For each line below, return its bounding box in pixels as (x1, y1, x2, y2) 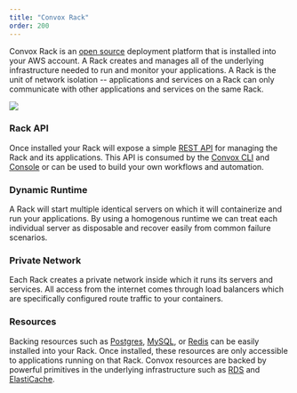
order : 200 (9, 21, 50, 30)
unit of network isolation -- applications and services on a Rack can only (9, 74, 275, 84)
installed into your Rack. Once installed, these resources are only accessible (9, 345, 289, 356)
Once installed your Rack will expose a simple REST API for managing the (9, 142, 278, 153)
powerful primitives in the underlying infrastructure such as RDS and (9, 364, 261, 374)
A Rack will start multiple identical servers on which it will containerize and (9, 204, 283, 214)
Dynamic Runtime (9, 183, 88, 196)
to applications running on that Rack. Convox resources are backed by (9, 355, 267, 365)
